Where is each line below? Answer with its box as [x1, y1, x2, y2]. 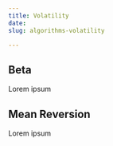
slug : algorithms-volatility [8, 26, 105, 34]
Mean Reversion [8, 107, 91, 120]
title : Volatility [8, 11, 69, 20]
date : [8, 19, 26, 27]
